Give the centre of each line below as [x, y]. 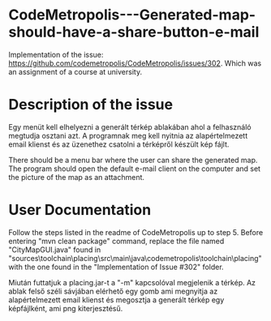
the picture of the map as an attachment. [76, 177]
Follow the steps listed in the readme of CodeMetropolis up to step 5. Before [136, 232]
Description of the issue [90, 105]
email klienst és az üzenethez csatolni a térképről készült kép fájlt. [119, 144]
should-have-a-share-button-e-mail [134, 32]
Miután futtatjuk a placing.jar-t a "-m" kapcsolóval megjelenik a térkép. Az [132, 282]
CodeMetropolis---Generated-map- [132, 15]
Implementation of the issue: [56, 54]
